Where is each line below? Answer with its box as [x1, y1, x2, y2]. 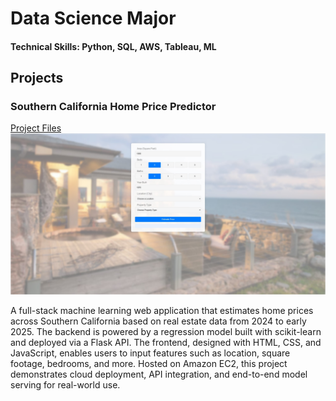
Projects [10, 70, 64, 87]
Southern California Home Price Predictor [10, 100, 217, 114]
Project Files [10, 122, 62, 134]
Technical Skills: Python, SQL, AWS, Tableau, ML [10, 40, 217, 52]
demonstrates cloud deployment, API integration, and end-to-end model [10, 368, 308, 381]
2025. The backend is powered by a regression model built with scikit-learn [10, 326, 322, 338]
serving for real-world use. [10, 379, 121, 391]
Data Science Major [10, 7, 177, 30]
